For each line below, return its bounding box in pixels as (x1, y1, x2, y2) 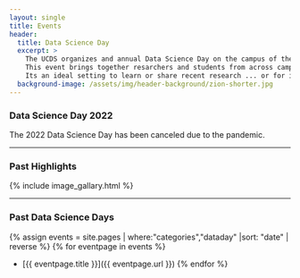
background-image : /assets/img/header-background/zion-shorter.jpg (17, 80, 274, 88)
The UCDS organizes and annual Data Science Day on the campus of (25, 55, 278, 63)
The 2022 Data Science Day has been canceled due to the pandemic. (9, 129, 265, 139)
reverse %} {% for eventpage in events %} (9, 240, 166, 251)
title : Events (9, 21, 62, 30)
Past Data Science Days (9, 211, 114, 223)
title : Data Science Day (17, 38, 110, 47)
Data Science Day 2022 (9, 109, 113, 122)
